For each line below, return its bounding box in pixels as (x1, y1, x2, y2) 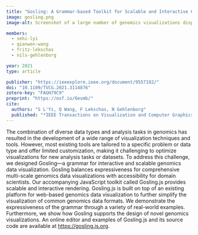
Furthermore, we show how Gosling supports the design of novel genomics (6, 210, 189, 217)
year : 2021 (6, 63, 33, 68)
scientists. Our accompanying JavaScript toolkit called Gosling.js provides (6, 178, 186, 185)
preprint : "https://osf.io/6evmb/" (6, 96, 94, 102)
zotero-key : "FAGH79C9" (6, 90, 65, 96)
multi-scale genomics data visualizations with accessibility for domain (6, 172, 176, 179)
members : (6, 30, 28, 36)
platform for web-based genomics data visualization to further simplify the (6, 191, 187, 198)
